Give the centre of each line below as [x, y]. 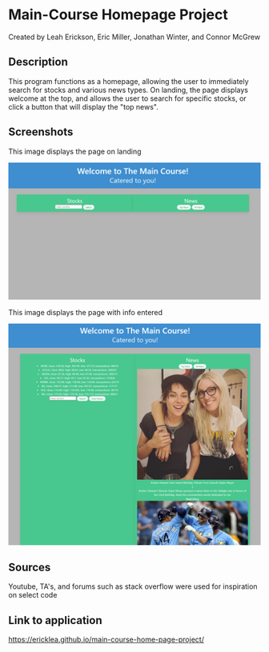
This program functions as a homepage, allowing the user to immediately [129, 81]
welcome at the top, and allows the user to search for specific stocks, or [127, 98]
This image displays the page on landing [75, 151]
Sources [30, 568]
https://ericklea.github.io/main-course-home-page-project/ [106, 640]
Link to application [55, 620]
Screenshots [41, 132]
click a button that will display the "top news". [83, 106]
